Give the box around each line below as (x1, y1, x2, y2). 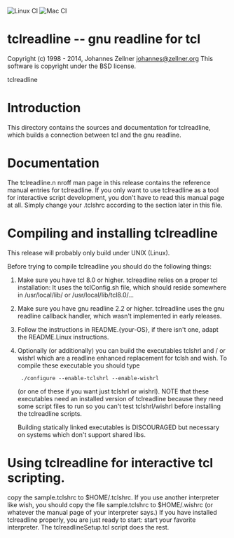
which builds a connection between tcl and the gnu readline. (7, 130, 182, 139)
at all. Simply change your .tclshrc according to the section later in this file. (7, 201, 223, 209)
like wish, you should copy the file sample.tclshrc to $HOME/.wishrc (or (7, 500, 214, 509)
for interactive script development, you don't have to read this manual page (7, 193, 225, 201)
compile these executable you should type (17, 361, 140, 370)
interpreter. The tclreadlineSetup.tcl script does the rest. (7, 523, 170, 531)
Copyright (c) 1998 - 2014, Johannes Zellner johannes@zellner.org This (7, 54, 214, 62)
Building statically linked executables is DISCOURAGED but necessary (17, 423, 219, 431)
